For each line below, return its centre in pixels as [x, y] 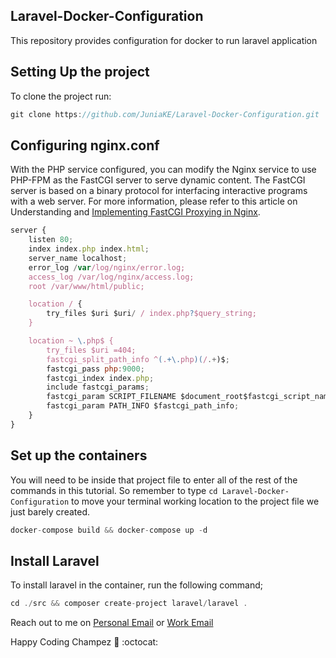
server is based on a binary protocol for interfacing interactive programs [159, 191]
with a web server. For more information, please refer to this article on [154, 201]
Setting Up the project [80, 72]
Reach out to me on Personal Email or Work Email [112, 623]
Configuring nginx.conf [85, 145]
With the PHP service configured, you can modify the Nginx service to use [163, 170]
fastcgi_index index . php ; [100, 378]
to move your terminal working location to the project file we [195, 501]
